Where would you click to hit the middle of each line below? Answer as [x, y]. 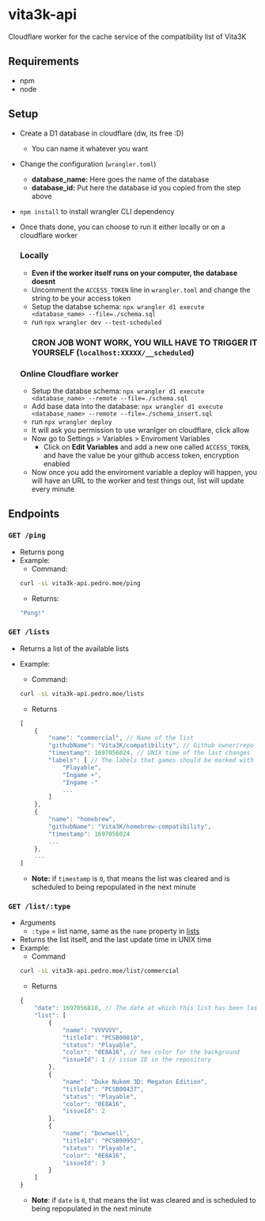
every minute [53, 489]
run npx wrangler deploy [72, 422]
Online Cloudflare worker [69, 373]
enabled [57, 464]
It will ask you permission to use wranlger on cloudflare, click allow [140, 431]
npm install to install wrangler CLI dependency [97, 211]
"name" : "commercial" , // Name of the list [121, 738]
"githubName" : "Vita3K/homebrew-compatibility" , [130, 826]
